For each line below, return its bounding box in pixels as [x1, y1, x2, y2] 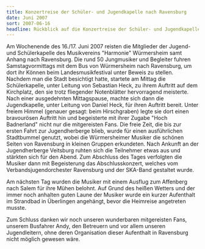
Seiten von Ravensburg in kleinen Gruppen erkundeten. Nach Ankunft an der [6, 140, 199, 147]
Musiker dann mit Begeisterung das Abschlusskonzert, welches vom [6, 160, 178, 167]
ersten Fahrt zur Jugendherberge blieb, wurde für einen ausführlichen [6, 127, 183, 135]
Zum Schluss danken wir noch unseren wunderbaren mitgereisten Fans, [6, 216, 187, 223]
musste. [6, 204, 26, 212]
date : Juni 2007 [6, 15, 48, 21]
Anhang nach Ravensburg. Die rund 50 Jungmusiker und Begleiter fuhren [6, 56, 191, 63]
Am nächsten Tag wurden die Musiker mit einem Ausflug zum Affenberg [6, 178, 188, 185]
